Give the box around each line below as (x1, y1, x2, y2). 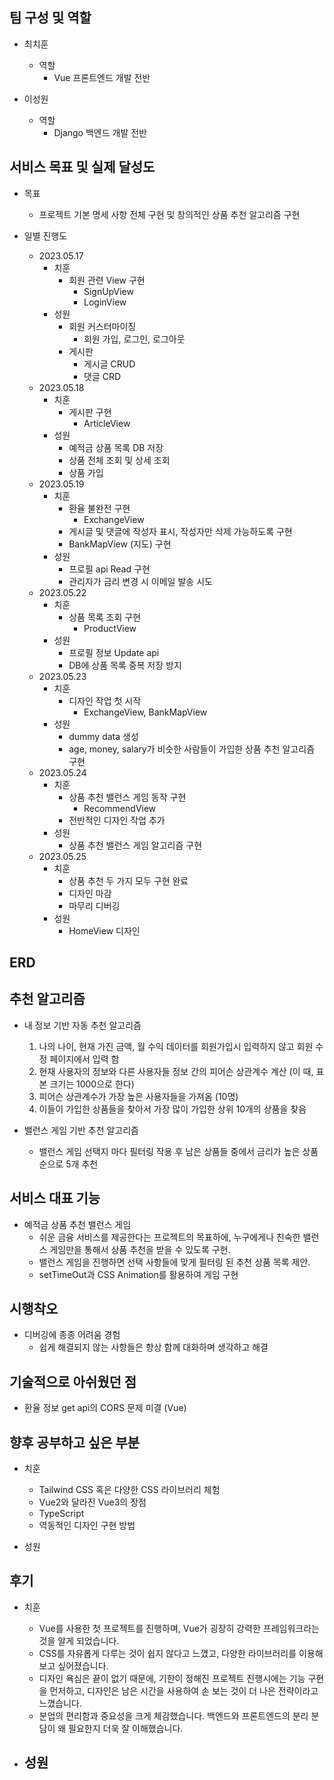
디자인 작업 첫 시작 (68, 694, 142, 707)
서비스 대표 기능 (9, 1190, 101, 1207)
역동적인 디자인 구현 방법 (38, 1519, 136, 1532)
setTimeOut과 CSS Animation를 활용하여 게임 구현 (38, 1268, 239, 1280)
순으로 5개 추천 (38, 1158, 99, 1170)
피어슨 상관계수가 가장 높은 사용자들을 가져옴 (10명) (38, 1090, 239, 1102)
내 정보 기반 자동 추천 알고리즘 (23, 1019, 142, 1031)
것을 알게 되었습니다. (38, 1634, 120, 1647)
